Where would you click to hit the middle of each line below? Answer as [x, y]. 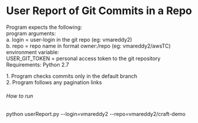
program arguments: [31, 33]
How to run [20, 96]
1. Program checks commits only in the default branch [72, 76]
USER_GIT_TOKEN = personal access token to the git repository [83, 58]
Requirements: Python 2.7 [38, 64]
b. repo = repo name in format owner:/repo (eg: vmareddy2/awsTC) [88, 46]
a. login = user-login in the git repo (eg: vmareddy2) [69, 39]
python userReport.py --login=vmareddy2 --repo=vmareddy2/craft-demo [96, 114]
